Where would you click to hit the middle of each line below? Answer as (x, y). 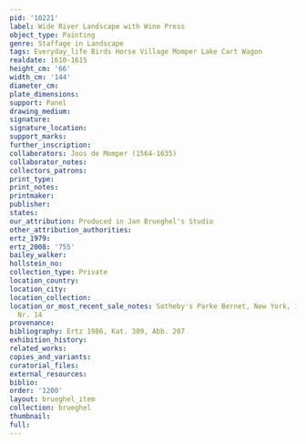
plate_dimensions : (44, 94)
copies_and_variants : (51, 356)
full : (20, 425)
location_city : (38, 289)
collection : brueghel (51, 408)
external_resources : (49, 374)
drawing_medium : (40, 111)
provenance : (32, 323)
